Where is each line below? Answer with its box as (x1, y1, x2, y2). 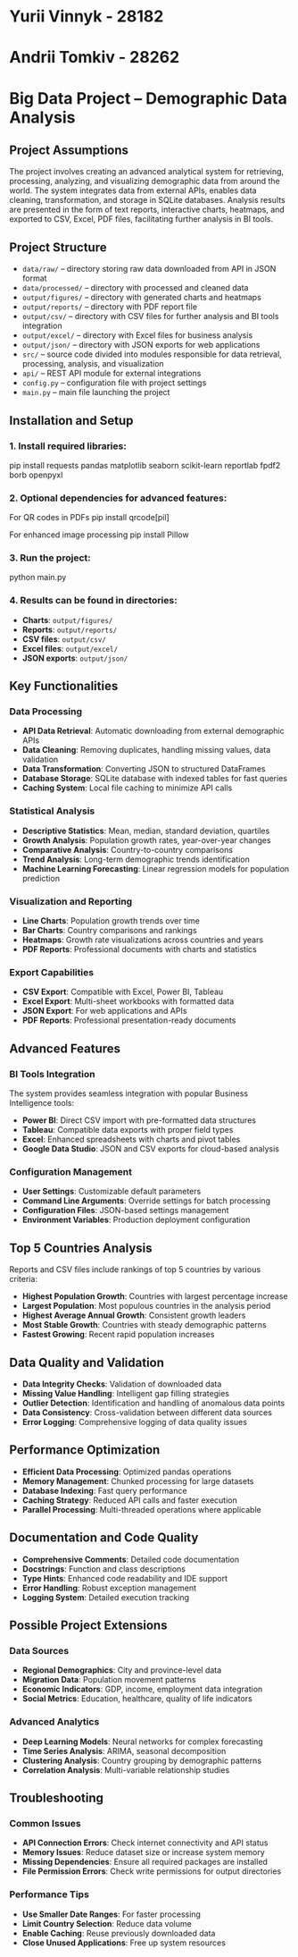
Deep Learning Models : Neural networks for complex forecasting (21, 1736, 263, 1747)
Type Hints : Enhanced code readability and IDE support (21, 1573, 228, 1583)
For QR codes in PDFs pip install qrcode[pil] (9, 512, 170, 523)
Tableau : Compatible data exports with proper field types (21, 1125, 234, 1135)
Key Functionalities (9, 679, 119, 694)
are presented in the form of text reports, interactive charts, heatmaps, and (9, 204, 286, 215)
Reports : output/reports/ (21, 624, 118, 635)
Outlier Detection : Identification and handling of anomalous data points (21, 1397, 286, 1408)
